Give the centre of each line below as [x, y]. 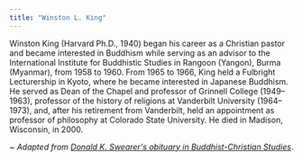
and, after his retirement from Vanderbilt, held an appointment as [154, 110]
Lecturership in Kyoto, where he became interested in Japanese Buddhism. [149, 81]
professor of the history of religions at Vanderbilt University [145, 101]
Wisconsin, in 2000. [46, 129]
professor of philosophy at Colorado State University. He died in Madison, [146, 120]
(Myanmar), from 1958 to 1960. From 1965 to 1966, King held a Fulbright [142, 72]
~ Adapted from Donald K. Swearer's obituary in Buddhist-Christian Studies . [151, 147]
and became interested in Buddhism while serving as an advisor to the [140, 53]
